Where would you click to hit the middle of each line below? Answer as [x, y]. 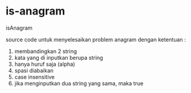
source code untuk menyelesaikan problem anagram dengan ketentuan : [96, 39]
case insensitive [34, 77]
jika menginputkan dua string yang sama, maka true [79, 83]
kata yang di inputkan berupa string [59, 57]
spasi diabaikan [34, 70]
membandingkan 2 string [46, 51]
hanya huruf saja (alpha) [45, 64]
